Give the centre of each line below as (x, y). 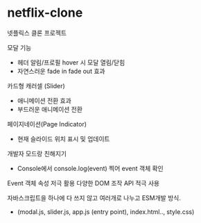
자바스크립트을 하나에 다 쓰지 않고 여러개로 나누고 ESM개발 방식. (94, 198)
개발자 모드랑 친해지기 (37, 154)
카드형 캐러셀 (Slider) (36, 85)
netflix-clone (45, 13)
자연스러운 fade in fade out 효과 (61, 71)
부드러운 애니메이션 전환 (50, 109)
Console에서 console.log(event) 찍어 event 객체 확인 (90, 168)
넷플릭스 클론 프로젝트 (37, 33)
